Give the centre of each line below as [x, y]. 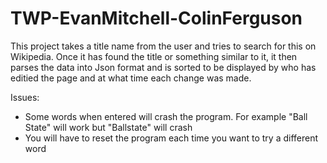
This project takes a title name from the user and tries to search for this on [163, 46]
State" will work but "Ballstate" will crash [108, 127]
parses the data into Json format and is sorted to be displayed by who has [163, 67]
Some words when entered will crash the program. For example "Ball [166, 116]
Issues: [25, 97]
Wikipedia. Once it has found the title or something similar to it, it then [154, 56]
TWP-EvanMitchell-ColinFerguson [156, 18]
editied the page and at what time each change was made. [131, 78]
